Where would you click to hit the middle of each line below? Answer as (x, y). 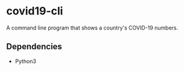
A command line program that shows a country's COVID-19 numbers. (92, 28)
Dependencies (34, 47)
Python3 (25, 61)
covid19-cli (35, 11)
